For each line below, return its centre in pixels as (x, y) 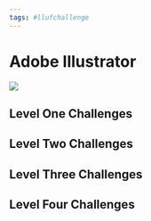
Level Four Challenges (72, 205)
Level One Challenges (71, 114)
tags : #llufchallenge (49, 17)
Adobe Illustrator (73, 61)
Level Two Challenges (71, 144)
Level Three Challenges (76, 174)
